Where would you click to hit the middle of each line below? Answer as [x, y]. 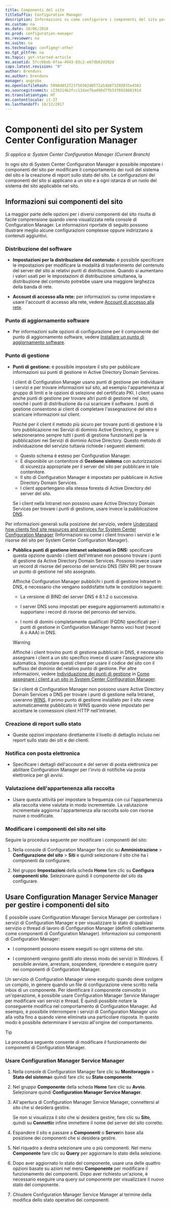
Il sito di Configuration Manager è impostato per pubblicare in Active [91, 477]
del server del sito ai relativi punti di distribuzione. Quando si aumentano [88, 271]
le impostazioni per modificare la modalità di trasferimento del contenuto [88, 265]
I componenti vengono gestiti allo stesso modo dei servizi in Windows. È [88, 959]
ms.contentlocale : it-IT [31, 100]
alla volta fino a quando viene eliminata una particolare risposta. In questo [82, 1017]
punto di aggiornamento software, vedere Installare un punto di [78, 337]
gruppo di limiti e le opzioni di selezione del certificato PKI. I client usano [88, 393]
